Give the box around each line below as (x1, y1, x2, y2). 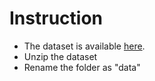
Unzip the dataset (23, 50, 98, 62)
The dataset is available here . (23, 40, 146, 52)
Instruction (9, 7, 103, 30)
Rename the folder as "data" (23, 61, 141, 73)
